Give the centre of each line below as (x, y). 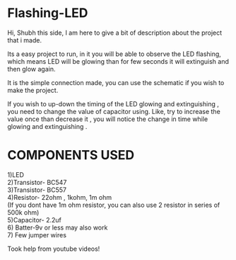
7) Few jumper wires (37, 234)
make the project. (33, 90)
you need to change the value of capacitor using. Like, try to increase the (114, 111)
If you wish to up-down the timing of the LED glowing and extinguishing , (113, 103)
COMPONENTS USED (71, 156)
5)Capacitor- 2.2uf (34, 220)
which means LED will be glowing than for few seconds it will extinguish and (118, 61)
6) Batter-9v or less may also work (58, 227)
